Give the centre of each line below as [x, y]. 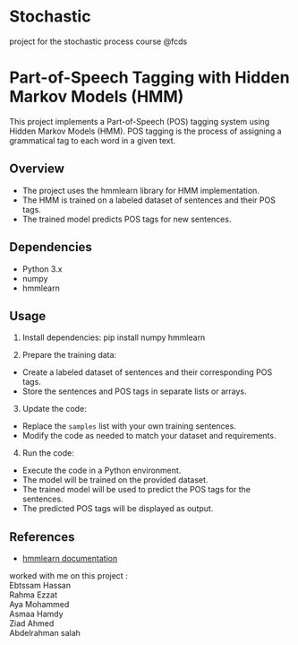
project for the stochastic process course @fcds [98, 41]
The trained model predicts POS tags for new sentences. [127, 219]
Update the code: [54, 409]
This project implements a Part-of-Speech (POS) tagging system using [140, 121]
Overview [37, 169]
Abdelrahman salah [45, 633]
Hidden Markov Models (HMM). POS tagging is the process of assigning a [145, 131]
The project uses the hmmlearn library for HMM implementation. [140, 190]
